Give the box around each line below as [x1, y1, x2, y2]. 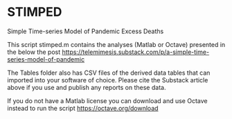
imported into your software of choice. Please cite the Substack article [7, 75, 208, 84]
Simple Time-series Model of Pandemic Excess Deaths [7, 27, 164, 35]
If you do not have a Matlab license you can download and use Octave [7, 96, 208, 104]
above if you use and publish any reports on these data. [7, 83, 166, 91]
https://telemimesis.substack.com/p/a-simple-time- [62, 48, 210, 56]
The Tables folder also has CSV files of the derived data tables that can [7, 68, 211, 77]
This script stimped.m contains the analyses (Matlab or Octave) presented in [7, 40, 226, 48]
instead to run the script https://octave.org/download [7, 104, 159, 112]
